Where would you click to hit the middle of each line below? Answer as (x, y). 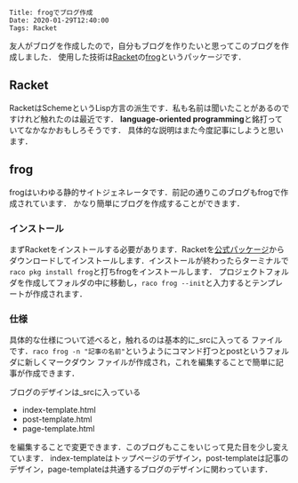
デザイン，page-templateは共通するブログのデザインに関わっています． (141, 470)
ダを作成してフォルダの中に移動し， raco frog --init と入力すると (131, 282)
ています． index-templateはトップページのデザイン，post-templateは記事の (149, 458)
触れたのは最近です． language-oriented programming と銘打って (161, 119)
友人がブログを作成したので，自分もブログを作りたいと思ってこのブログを (145, 46)
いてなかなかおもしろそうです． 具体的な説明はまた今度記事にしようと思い (146, 130)
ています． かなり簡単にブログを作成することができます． (138, 203)
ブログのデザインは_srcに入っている (75, 392)
